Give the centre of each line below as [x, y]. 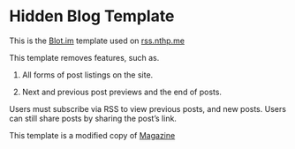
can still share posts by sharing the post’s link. [93, 118]
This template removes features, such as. [84, 57]
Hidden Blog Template [92, 16]
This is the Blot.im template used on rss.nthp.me [97, 41]
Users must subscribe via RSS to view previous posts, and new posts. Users [148, 108]
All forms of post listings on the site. [87, 74]
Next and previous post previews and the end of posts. [122, 92]
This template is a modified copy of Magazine [92, 135]
